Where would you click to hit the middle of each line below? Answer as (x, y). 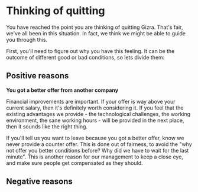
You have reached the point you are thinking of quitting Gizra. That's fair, (95, 27)
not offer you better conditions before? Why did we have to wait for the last (98, 150)
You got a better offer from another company (62, 90)
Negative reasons (39, 182)
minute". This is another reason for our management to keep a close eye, (95, 157)
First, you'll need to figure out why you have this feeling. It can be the (90, 51)
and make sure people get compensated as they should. (74, 163)
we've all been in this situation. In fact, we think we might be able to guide (96, 33)
